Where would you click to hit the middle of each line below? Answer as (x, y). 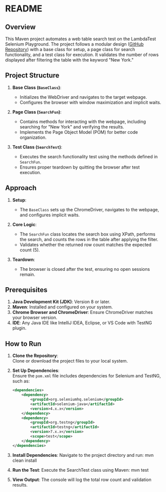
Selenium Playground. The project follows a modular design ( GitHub (74, 44)
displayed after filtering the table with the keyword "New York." (69, 60)
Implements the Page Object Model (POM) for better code (79, 132)
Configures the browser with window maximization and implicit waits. (90, 102)
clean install (25, 460)
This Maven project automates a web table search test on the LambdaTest (81, 39)
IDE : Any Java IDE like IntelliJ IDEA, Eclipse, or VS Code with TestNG (82, 323)
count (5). (30, 250)
